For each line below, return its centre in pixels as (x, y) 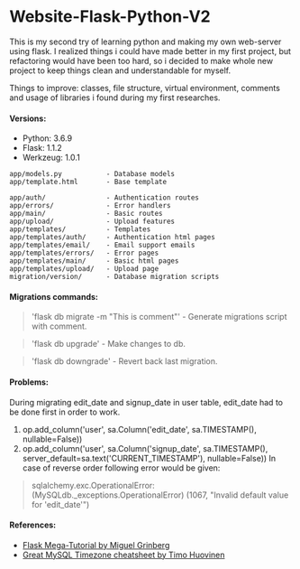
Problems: (29, 382)
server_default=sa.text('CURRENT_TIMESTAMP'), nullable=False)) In (149, 458)
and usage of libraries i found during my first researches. (115, 98)
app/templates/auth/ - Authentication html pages (113, 238)
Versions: (28, 118)
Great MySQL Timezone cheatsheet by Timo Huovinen (123, 555)
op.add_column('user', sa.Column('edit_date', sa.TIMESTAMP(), (139, 429)
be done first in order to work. (65, 412)
